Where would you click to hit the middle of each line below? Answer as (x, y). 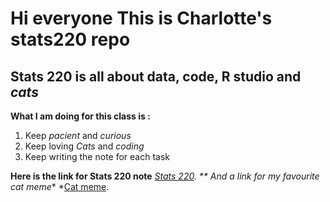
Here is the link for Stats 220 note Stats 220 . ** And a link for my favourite (165, 176)
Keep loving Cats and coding (84, 146)
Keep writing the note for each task (97, 156)
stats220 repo (70, 39)
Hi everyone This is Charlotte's (141, 18)
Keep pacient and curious (78, 135)
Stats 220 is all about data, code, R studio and (156, 76)
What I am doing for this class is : (80, 116)
